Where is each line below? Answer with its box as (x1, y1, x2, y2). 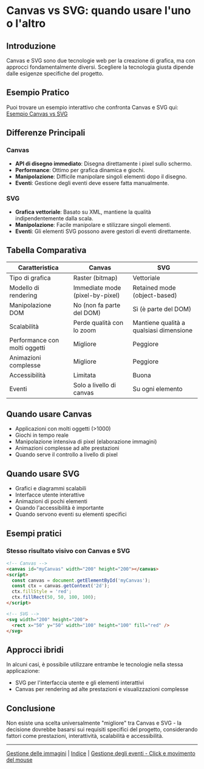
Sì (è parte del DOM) (132, 305, 192, 313)
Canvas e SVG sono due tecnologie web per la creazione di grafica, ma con (6, 57, 195, 64)
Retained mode (132, 284, 176, 292)
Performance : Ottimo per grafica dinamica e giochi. (15, 166, 145, 173)
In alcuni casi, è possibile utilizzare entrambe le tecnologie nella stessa (6, 661, 183, 668)
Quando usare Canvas (6, 409, 92, 419)
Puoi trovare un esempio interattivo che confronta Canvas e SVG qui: (6, 103, 178, 111)
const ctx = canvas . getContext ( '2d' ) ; (12, 583, 110, 589)
